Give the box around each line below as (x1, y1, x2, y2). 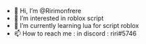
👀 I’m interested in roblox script (13, 14, 104, 22)
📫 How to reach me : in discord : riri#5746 (13, 29, 137, 38)
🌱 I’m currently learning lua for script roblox (13, 22, 140, 29)
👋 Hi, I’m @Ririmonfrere (13, 7, 82, 15)
